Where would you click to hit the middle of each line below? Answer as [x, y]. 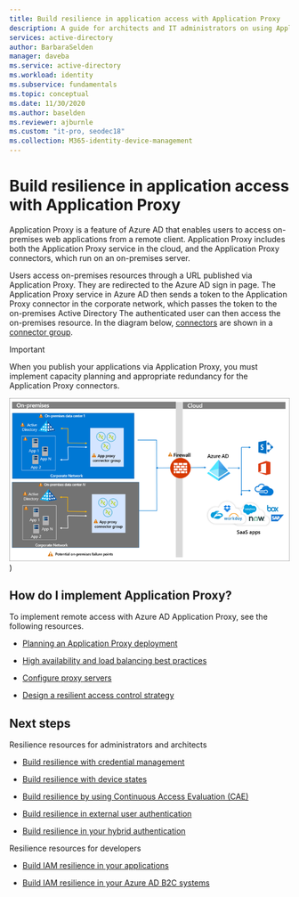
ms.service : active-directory [65, 66]
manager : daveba [39, 57]
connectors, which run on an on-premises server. [100, 257]
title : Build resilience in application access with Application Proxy [145, 19]
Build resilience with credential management [103, 762]
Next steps [40, 723]
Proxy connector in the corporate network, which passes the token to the [143, 304]
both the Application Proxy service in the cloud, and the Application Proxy [145, 249]
